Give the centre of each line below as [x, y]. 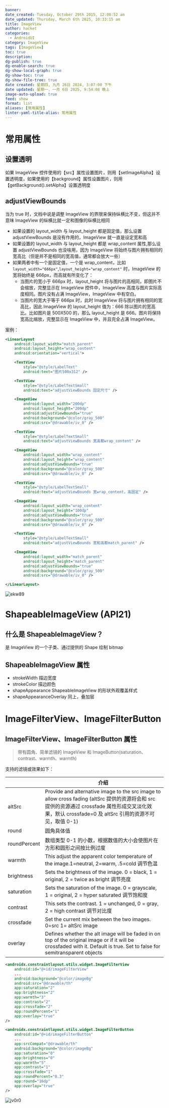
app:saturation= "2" [35, 988]
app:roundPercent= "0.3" [39, 1077]
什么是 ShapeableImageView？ [54, 634]
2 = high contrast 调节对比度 [78, 911]
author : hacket [21, 29]
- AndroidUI [22, 38]
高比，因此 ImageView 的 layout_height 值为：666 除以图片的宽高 [88, 306]
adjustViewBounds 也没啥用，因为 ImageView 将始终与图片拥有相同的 [91, 250]
